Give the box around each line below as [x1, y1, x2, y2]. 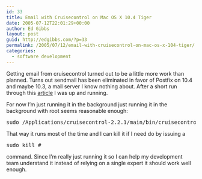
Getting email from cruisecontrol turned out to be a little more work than [6, 70, 185, 77]
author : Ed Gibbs [6, 25, 50, 32]
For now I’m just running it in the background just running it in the [6, 100, 168, 108]
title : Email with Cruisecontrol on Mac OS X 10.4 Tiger [6, 14, 152, 20]
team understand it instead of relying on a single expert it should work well [6, 159, 191, 166]
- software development [11, 53, 71, 59]
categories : [6, 48, 36, 54]
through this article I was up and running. [6, 89, 108, 96]
